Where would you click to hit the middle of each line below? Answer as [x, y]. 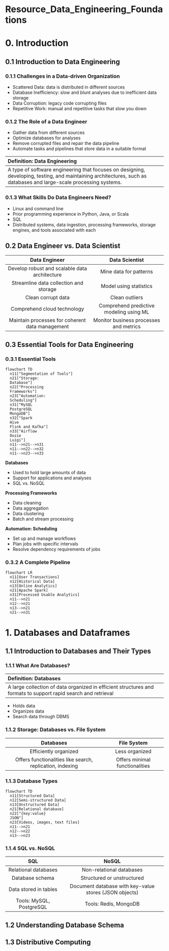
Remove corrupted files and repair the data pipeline [66, 143]
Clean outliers [127, 297]
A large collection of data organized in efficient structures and [81, 687]
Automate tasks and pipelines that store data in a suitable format [79, 149]
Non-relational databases [112, 870]
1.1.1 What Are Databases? [38, 665]
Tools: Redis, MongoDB [112, 904]
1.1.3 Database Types [31, 781]
